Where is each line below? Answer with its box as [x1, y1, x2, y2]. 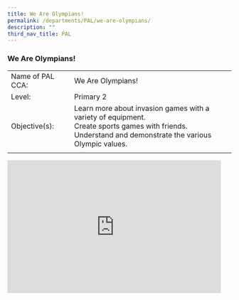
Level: [11, 92, 31, 102]
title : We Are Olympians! [7, 10, 84, 18]
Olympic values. [73, 139, 128, 149]
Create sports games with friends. [73, 121, 188, 131]
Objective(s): [11, 121, 55, 131]
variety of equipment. [73, 112, 146, 122]
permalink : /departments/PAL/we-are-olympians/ [7, 17, 152, 24]
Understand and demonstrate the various [73, 129, 212, 139]
